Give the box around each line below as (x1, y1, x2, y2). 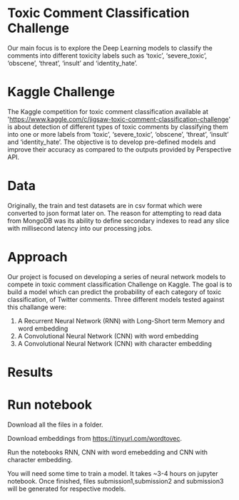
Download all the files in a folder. (7, 420, 103, 429)
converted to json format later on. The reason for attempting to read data (7, 209, 222, 217)
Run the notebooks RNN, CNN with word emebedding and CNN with (7, 447, 208, 457)
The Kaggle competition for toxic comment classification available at (7, 107, 209, 115)
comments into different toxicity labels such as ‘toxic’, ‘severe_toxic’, (7, 51, 208, 60)
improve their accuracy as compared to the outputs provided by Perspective (7, 145, 232, 154)
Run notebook (7, 397, 93, 413)
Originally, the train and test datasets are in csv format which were (7, 201, 203, 209)
